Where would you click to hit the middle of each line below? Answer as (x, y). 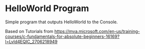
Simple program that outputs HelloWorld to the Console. (61, 22)
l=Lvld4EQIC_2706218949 (31, 41)
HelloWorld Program (47, 8)
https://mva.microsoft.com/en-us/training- (97, 31)
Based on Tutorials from (29, 31)
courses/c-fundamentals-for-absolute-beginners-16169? (62, 36)
